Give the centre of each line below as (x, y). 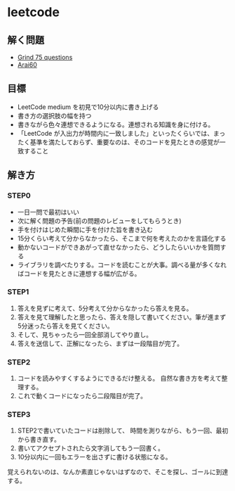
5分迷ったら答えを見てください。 (65, 326)
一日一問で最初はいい (48, 212)
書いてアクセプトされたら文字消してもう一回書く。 (91, 448)
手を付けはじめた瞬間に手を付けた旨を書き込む (85, 229)
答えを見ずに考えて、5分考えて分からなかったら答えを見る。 (105, 308)
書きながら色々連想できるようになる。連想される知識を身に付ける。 (116, 125)
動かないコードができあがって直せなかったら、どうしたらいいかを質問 (119, 247)
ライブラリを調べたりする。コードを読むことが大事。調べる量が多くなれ (122, 264)
